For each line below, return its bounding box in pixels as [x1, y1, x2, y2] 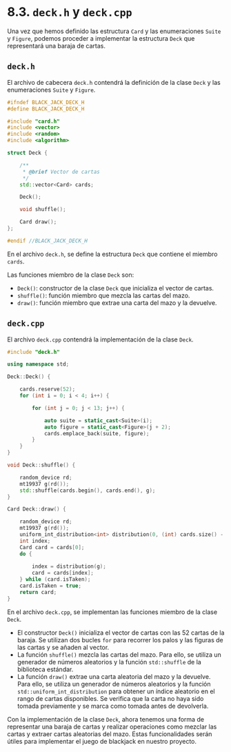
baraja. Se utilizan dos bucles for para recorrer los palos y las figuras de [17, 635, 224, 644]
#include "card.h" [7, 118, 60, 125]
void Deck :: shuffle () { [7, 462, 76, 469]
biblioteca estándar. [17, 665, 74, 673]
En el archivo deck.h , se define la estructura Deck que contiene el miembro [7, 250, 218, 258]
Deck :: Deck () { [7, 373, 51, 380]
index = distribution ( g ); [32, 563, 107, 570]
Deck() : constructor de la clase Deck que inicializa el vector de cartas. [17, 284, 214, 292]
